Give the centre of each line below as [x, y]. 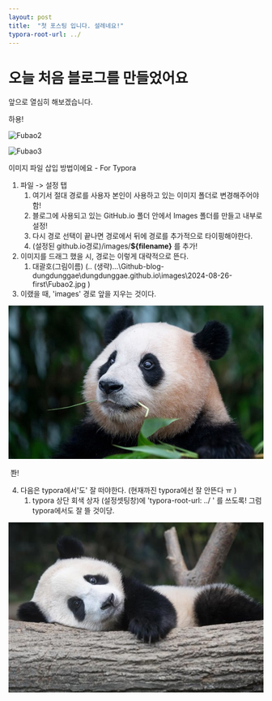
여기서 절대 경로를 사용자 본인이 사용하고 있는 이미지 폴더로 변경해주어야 [146, 196]
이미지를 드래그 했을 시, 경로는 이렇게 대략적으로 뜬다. [104, 257]
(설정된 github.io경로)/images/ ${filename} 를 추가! [115, 246]
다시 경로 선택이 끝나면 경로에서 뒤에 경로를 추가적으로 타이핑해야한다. [142, 236]
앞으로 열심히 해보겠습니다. [51, 102]
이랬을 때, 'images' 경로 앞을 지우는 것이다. [88, 294]
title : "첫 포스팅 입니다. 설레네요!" [66, 26]
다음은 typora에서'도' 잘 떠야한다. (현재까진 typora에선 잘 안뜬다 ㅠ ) [128, 490]
